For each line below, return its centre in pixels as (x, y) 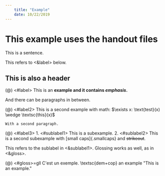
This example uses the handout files (82, 39)
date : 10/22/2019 (32, 14)
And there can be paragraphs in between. (48, 100)
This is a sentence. (24, 53)
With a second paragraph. (32, 124)
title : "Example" (32, 10)
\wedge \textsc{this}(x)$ (30, 115)
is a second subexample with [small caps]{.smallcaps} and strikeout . (75, 139)
